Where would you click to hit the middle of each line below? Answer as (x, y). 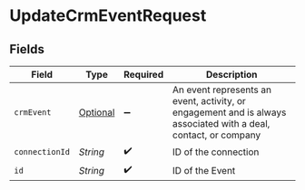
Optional (97, 112)
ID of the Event (204, 170)
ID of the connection (216, 152)
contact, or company (216, 135)
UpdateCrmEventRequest (108, 16)
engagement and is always (229, 112)
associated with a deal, (221, 123)
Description (231, 75)
